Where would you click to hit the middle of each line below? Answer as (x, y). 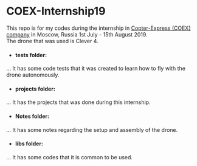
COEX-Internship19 (56, 11)
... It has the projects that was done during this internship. (78, 102)
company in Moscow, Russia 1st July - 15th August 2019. (77, 34)
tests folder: (31, 55)
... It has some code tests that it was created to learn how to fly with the (96, 69)
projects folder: (35, 89)
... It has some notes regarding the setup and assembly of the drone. (92, 130)
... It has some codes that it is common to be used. (69, 157)
